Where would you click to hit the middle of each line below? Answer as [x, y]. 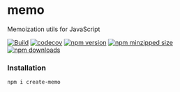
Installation [27, 68]
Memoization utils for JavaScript [54, 29]
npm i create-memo [34, 82]
